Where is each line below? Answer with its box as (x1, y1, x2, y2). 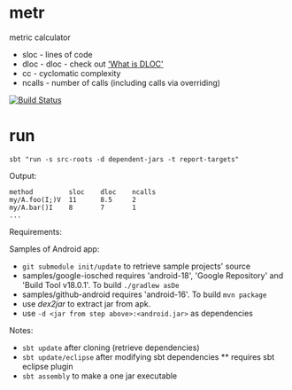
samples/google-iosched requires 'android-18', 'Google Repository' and (21, 269, 284, 281)
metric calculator (9, 32, 71, 43)
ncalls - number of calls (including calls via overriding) (21, 77, 221, 88)
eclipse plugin (21, 361, 73, 371)
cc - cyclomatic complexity (21, 67, 121, 78)
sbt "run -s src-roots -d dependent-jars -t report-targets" (9, 154, 240, 164)
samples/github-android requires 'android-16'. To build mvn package (21, 289, 267, 300)
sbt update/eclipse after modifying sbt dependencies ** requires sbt (21, 351, 275, 362)
